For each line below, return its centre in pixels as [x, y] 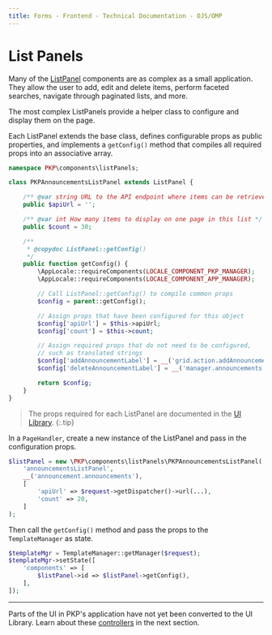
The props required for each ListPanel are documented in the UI [134, 414]
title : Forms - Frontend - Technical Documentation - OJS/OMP [115, 16]
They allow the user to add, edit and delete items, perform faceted [119, 87]
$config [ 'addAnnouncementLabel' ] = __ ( [105, 361]
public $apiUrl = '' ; [59, 205]
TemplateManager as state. [51, 538]
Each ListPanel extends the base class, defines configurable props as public [136, 135]
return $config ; [65, 383]
